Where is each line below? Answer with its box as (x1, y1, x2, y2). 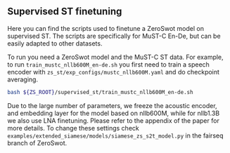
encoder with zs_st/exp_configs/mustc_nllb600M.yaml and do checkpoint (7, 67, 220, 76)
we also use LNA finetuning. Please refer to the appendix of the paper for (7, 116, 219, 125)
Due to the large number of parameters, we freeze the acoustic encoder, (7, 101, 217, 109)
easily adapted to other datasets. (7, 39, 103, 48)
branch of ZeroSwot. (7, 138, 68, 147)
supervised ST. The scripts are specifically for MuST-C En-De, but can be (7, 32, 221, 40)
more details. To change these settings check (7, 124, 139, 132)
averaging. (7, 75, 39, 84)
